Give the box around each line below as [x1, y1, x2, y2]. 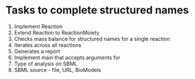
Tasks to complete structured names [5, 4, 189, 17]
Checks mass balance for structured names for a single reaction [14, 35, 170, 42]
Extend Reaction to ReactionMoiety [14, 29, 100, 36]
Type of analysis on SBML [14, 60, 78, 67]
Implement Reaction [14, 23, 63, 30]
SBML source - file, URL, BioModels [14, 66, 101, 73]
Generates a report [14, 47, 60, 54]
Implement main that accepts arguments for [14, 54, 121, 61]
